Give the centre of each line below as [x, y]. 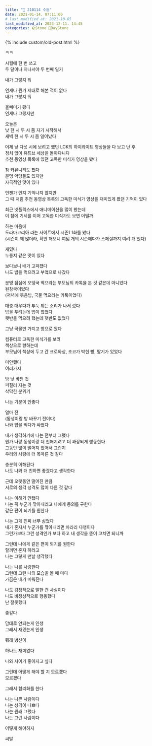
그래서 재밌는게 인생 [24, 630]
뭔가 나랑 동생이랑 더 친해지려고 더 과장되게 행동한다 [55, 442]
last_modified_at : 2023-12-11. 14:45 [44, 24]
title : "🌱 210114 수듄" [28, 10]
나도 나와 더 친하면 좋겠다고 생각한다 [40, 471]
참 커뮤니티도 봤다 [22, 170]
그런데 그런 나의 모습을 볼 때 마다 [37, 573]
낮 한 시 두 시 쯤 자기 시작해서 [33, 130]
